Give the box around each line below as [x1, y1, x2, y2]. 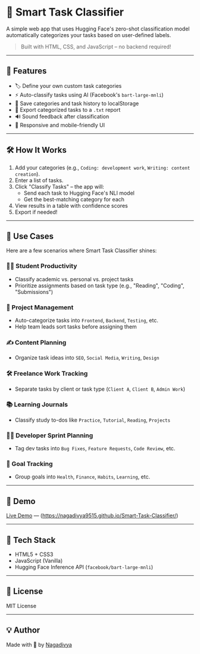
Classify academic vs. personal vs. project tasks [14, 275, 134, 283]
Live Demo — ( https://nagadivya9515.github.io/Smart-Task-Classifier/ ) [6, 512, 179, 519]
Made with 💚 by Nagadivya [6, 641, 73, 648]
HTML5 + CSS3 [14, 551, 54, 558]
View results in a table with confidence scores [14, 202, 128, 209]
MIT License [6, 602, 37, 609]
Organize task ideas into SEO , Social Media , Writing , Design [14, 354, 160, 361]
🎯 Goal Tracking [6, 460, 53, 468]
